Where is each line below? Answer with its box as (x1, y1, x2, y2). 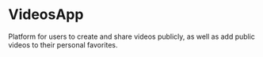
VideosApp (8, 6, 84, 24)
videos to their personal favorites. (8, 40, 118, 49)
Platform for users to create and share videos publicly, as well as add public (8, 32, 256, 41)
